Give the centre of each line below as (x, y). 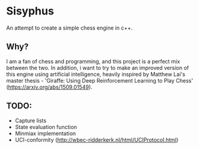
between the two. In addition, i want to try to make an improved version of (98, 68)
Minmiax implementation (45, 133)
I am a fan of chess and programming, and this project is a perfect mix (93, 61)
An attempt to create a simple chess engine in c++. (69, 28)
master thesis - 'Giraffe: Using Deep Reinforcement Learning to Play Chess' (100, 80)
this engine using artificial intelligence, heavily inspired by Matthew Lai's (96, 74)
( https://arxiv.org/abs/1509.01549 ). (49, 87)
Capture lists (31, 120)
